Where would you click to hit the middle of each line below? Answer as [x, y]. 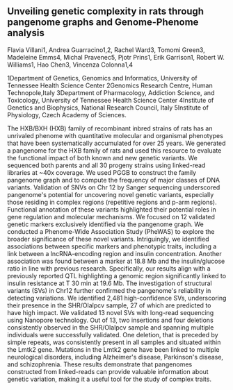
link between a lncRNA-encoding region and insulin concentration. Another [114, 253]
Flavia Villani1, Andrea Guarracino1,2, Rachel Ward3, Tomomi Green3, [106, 50]
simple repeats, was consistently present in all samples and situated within [114, 342]
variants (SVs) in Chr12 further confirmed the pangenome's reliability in [109, 290]
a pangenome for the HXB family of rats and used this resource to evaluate [114, 150]
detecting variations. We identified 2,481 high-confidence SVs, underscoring [117, 298]
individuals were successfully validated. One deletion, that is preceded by [113, 334]
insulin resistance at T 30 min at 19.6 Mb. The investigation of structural [110, 283]
